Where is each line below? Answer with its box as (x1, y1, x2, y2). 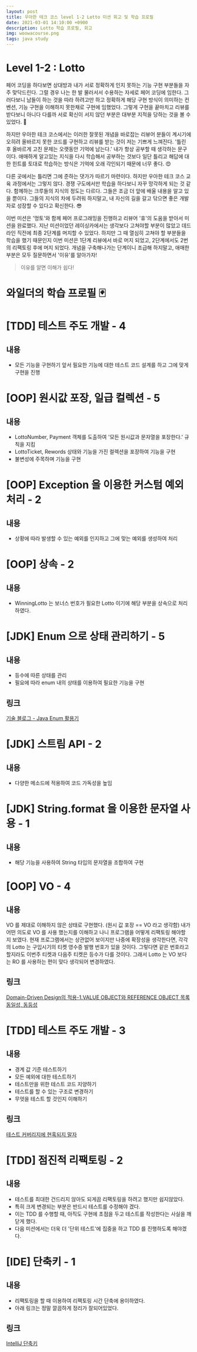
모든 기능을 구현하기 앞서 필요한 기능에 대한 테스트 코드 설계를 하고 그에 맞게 (14, 361, 189, 368)
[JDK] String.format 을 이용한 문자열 (6, 802, 179, 815)
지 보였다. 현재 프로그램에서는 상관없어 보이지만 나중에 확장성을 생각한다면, (6, 936, 178, 943)
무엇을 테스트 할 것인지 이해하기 (14, 1095, 87, 1102)
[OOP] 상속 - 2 (6, 558, 75, 571)
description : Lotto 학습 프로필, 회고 (6, 25, 93, 31)
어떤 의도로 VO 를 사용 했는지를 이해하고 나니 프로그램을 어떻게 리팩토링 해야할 (6, 928, 186, 935)
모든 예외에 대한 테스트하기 (14, 1073, 76, 1080)
